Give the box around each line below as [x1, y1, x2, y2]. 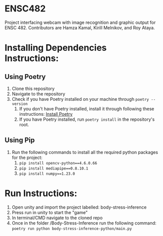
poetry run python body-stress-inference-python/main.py [11, 226, 132, 231]
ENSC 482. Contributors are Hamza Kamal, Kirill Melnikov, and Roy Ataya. [4, 24, 155, 30]
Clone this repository [11, 85, 55, 91]
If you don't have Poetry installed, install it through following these [19, 105, 155, 112]
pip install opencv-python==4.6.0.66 [19, 160, 98, 165]
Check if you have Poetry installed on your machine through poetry [11, 96, 149, 102]
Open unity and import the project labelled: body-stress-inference [11, 204, 147, 210]
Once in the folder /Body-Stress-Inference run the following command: [11, 220, 157, 226]
